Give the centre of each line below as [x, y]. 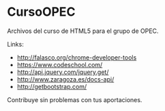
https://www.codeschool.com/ [60, 64]
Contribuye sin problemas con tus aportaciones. [75, 99]
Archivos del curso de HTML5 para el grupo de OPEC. [83, 31]
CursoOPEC [41, 12]
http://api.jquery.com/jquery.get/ [63, 72]
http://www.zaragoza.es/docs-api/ [65, 79]
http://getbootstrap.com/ [52, 86]
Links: [15, 44]
